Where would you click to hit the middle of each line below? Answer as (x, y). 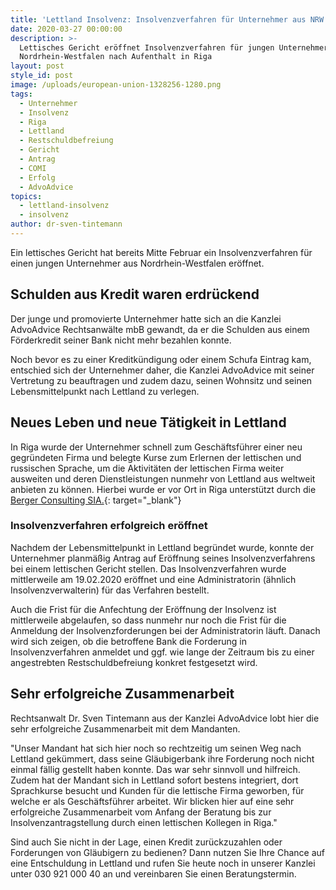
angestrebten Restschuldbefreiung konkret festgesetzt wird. (134, 662)
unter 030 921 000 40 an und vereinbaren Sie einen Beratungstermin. (153, 873)
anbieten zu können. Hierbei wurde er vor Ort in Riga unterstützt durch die (163, 489)
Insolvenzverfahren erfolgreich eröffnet (109, 526)
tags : (21, 94)
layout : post (37, 66)
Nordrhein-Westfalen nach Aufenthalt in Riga (116, 57)
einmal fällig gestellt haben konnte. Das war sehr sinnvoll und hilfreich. (155, 769)
